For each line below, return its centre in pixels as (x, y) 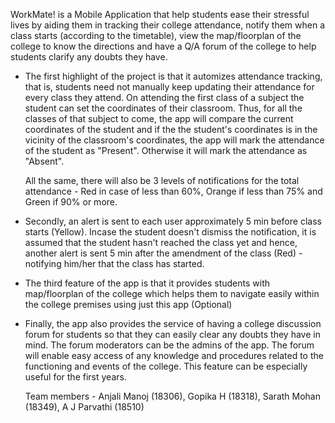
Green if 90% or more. (71, 202)
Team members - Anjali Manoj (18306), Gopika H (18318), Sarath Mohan (172, 396)
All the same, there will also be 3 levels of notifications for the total (162, 180)
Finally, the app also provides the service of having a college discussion (173, 323)
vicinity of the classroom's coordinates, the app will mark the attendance (174, 140)
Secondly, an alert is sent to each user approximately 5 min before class (173, 221)
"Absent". (44, 161)
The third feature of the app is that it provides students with (147, 283)
